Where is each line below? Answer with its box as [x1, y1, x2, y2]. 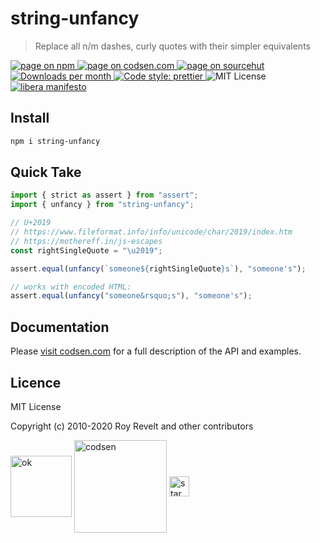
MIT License [10, 400, 62, 412]
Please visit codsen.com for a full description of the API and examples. [10, 345, 302, 357]
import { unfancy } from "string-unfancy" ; [10, 200, 195, 210]
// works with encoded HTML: [10, 282, 132, 292]
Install [10, 110, 50, 127]
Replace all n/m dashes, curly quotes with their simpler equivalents [34, 40, 311, 52]
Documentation [10, 318, 110, 336]
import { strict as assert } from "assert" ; [10, 190, 199, 201]
